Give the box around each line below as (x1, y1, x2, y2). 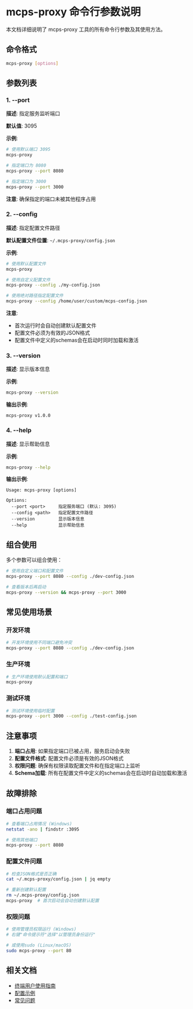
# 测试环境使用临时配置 (6, 708, 55, 714)
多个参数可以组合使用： (6, 556, 62, 563)
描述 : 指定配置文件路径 (6, 224, 60, 231)
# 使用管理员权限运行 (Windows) (6, 927, 77, 932)
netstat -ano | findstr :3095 (6, 826, 80, 832)
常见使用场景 (6, 607, 52, 617)
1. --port (6, 96, 30, 104)
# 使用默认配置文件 (6, 261, 47, 267)
